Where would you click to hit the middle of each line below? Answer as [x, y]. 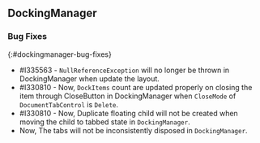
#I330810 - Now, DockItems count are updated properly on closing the [136, 87]
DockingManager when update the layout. [89, 78]
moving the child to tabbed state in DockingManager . [105, 122]
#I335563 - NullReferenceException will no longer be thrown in [124, 70]
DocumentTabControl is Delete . [69, 104]
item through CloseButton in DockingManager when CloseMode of [128, 96]
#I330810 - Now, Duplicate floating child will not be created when [128, 113]
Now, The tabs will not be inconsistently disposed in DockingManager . [133, 130]
